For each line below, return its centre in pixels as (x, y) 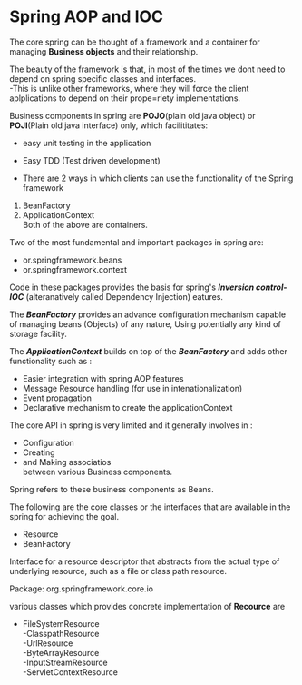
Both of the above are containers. (85, 224)
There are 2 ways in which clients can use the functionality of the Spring (158, 178)
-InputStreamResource (65, 662)
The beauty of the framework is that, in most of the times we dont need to (147, 69)
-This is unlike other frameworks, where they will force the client (129, 88)
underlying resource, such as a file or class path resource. (118, 571)
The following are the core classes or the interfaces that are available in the (150, 507)
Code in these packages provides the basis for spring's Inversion (132, 287)
